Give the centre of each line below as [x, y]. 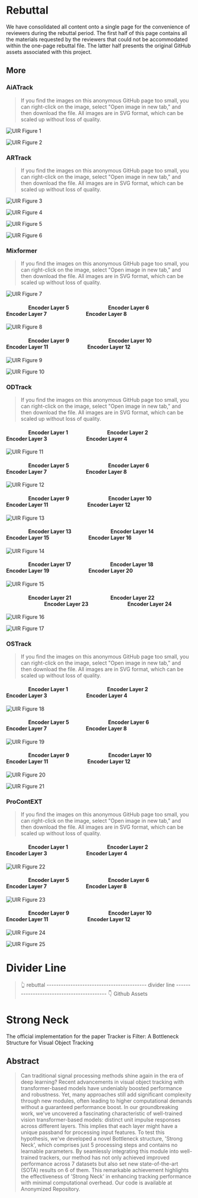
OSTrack [19, 644]
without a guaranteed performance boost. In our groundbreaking [99, 1107]
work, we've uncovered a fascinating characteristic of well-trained [101, 1113]
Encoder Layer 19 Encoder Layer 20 [69, 571]
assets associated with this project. [49, 52]
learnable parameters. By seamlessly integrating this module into [100, 1151]
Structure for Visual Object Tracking [50, 1042]
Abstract [23, 1061]
